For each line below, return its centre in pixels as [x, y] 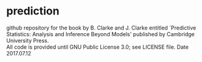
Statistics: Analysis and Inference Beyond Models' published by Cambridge [100, 34]
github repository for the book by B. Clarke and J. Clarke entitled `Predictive [101, 28]
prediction [33, 11]
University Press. [28, 40]
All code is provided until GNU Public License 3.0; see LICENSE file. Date [97, 47]
